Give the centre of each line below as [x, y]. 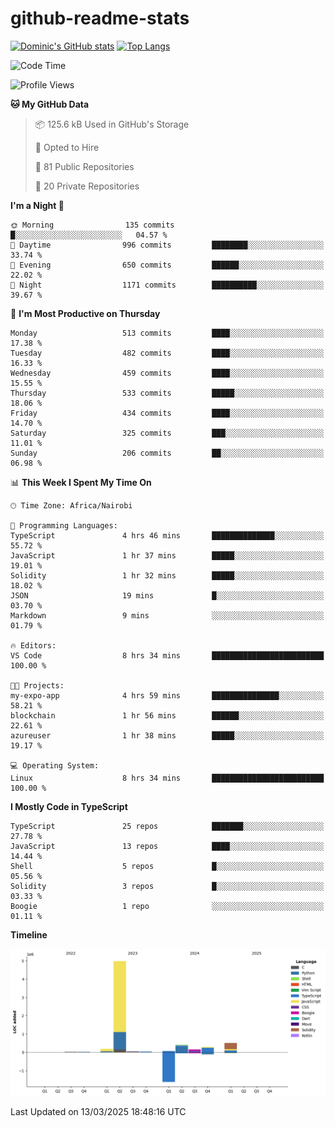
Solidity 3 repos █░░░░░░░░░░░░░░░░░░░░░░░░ [167, 886]
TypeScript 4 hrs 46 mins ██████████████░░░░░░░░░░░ [167, 535]
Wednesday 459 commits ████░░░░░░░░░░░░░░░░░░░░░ [167, 373]
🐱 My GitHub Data [50, 104]
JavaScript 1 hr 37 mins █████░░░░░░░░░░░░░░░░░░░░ [167, 555]
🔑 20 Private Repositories [87, 186]
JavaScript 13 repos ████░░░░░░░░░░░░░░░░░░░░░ [167, 846]
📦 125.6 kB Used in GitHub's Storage [112, 124]
